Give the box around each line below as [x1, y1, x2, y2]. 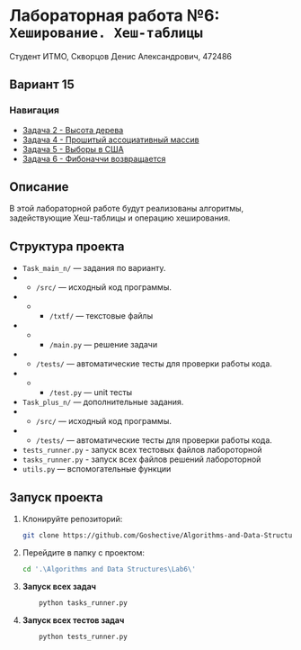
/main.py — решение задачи [49, 339, 158, 350]
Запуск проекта [9, 490, 103, 505]
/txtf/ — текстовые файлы [49, 311, 154, 321]
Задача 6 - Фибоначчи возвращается [22, 153, 166, 164]
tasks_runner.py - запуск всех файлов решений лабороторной [22, 454, 261, 465]
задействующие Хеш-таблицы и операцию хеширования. [9, 212, 231, 223]
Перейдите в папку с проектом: [22, 546, 146, 558]
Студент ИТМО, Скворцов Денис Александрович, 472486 [9, 50, 232, 61]
